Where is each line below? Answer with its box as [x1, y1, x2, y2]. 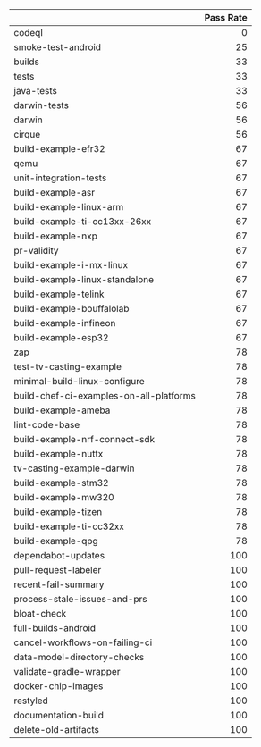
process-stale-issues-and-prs [13, 593, 147, 605]
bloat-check [13, 608, 67, 619]
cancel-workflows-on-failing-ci [13, 636, 153, 649]
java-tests [13, 85, 58, 97]
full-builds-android [13, 622, 97, 634]
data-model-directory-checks [13, 651, 145, 663]
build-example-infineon [13, 317, 116, 329]
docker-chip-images [13, 680, 104, 692]
